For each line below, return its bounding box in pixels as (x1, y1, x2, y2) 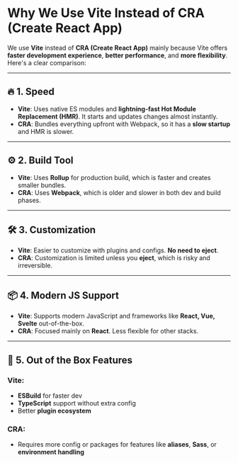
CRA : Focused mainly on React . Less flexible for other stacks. (17, 327, 199, 335)
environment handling (17, 448, 85, 457)
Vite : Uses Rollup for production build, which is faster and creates (17, 173, 211, 182)
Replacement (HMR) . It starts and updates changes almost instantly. (17, 112, 218, 121)
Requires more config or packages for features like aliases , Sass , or (17, 440, 217, 449)
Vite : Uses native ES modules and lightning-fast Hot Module (17, 104, 197, 113)
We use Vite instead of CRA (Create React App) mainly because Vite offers (7, 43, 228, 52)
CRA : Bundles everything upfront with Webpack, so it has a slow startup (17, 119, 231, 128)
